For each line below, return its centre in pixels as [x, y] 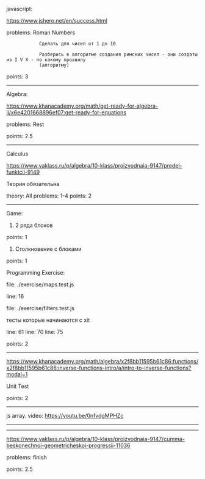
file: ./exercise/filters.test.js [41, 308]
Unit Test [18, 386]
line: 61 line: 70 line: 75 [35, 332]
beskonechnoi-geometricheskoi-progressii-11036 [68, 445]
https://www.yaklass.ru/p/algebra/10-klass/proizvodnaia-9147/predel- [94, 165]
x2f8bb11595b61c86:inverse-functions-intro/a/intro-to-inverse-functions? [99, 368]
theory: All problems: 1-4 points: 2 [49, 196]
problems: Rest [25, 124]
